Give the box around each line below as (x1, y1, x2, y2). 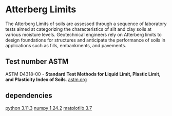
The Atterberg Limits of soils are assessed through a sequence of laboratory (5, 21, 167, 27)
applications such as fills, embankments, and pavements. (5, 42, 127, 48)
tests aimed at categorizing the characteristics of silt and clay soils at (5, 26, 152, 32)
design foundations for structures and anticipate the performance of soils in (5, 37, 166, 43)
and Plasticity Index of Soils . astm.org (5, 76, 87, 83)
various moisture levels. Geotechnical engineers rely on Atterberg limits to (5, 31, 162, 37)
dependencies (5, 91, 52, 100)
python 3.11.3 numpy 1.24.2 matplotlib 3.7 (5, 105, 92, 111)
